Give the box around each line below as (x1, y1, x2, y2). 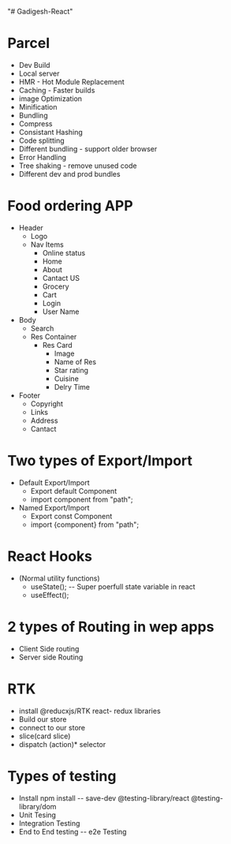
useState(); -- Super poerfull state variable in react (30, 581, 196, 591)
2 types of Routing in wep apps (7, 618, 214, 636)
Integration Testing (18, 818, 80, 827)
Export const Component (30, 511, 113, 521)
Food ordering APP (7, 197, 133, 215)
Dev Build (18, 60, 50, 69)
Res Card (42, 340, 73, 349)
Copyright (30, 398, 64, 409)
